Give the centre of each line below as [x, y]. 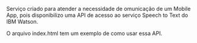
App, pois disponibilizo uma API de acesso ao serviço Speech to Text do [97, 15]
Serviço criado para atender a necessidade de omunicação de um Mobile [99, 9]
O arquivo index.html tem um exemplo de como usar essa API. [84, 33]
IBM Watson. [22, 21]
